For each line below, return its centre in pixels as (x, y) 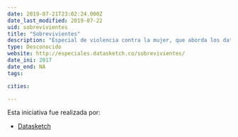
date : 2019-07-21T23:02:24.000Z (55, 14)
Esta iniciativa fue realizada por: (54, 113)
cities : (19, 86)
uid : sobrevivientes (38, 27)
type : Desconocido (34, 47)
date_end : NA (27, 67)
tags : (15, 73)
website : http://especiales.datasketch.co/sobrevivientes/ (96, 54)
